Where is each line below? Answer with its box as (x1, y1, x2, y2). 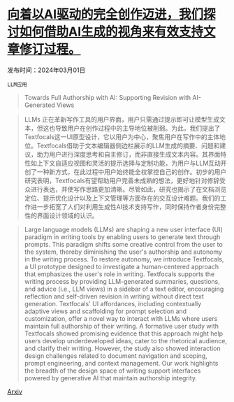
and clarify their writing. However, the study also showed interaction (24, 344, 221, 352)
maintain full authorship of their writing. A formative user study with (24, 322, 219, 330)
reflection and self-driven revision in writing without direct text (24, 292, 205, 301)
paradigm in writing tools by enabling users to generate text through (24, 232, 221, 241)
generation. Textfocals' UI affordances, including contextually (24, 299, 202, 308)
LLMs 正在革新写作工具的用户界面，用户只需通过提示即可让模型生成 (24, 115, 220, 123)
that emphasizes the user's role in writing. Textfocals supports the (24, 270, 215, 278)
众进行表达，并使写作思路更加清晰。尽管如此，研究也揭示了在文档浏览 (24, 185, 227, 193)
